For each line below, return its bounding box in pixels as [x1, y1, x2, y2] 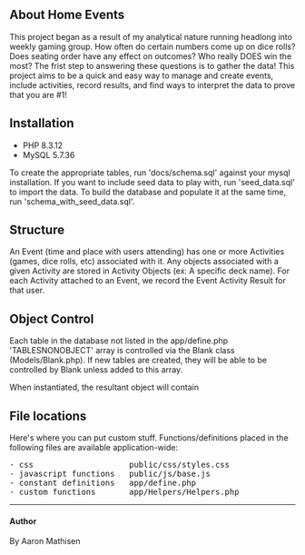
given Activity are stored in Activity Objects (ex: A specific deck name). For [9, 265, 290, 276]
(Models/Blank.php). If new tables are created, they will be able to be [9, 354, 268, 366]
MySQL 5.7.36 [22, 149, 75, 160]
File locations [9, 408, 87, 423]
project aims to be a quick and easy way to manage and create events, [9, 70, 274, 81]
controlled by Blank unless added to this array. [9, 364, 183, 375]
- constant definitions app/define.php [9, 478, 197, 489]
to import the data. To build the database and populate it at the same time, [9, 186, 287, 197]
